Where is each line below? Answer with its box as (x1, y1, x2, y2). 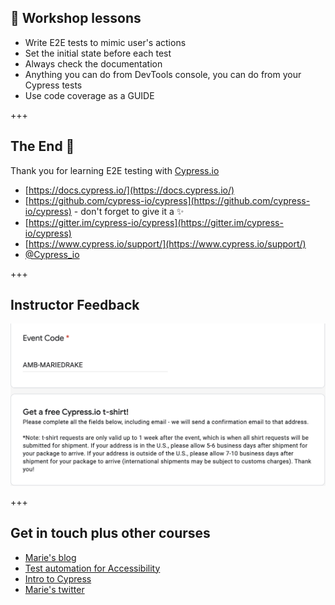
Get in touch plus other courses (10, 525, 211, 542)
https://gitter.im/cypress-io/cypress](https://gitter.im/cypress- (28, 216, 284, 228)
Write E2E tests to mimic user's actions (24, 36, 187, 48)
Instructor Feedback (10, 297, 140, 314)
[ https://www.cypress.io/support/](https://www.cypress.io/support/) (24, 237, 307, 250)
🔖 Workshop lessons (10, 10, 142, 27)
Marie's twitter (24, 583, 85, 595)
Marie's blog (24, 551, 77, 563)
